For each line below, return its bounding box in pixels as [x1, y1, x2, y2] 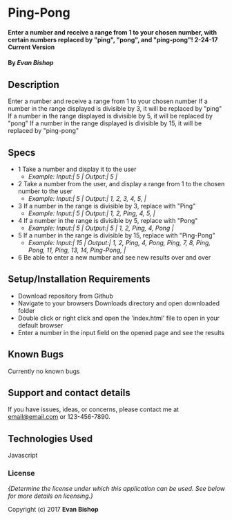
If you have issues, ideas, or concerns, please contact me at [8, 405, 179, 413]
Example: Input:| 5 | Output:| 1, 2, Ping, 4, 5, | [28, 209, 156, 217]
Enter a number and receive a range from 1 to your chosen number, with [8, 28, 217, 36]
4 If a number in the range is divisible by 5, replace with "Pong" [17, 217, 198, 224]
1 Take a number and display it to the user [17, 165, 137, 173]
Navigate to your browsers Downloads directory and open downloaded [17, 299, 220, 307]
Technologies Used [8, 433, 93, 445]
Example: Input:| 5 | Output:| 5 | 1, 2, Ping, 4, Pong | [28, 224, 175, 232]
